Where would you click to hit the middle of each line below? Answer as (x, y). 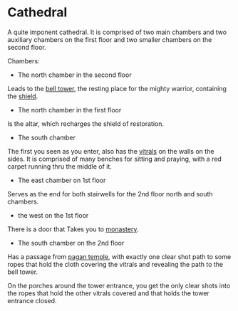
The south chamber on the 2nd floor (71, 243)
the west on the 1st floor (53, 215)
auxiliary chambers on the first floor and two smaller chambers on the (110, 39)
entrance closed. (32, 300)
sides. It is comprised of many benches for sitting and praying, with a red (115, 159)
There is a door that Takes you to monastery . (73, 229)
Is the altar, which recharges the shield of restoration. (86, 123)
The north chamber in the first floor (69, 110)
